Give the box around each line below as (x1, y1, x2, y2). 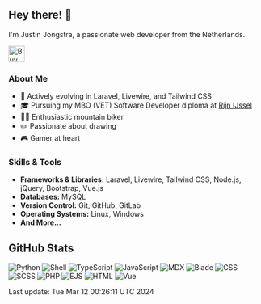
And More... (19, 217, 62, 227)
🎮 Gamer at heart (19, 133, 81, 143)
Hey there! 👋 (8, 8, 73, 22)
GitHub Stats (8, 241, 74, 255)
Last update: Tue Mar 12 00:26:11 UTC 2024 (8, 287, 155, 297)
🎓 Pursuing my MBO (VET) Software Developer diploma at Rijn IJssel (19, 100, 253, 110)
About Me (8, 73, 48, 84)
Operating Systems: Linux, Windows (19, 209, 144, 219)
